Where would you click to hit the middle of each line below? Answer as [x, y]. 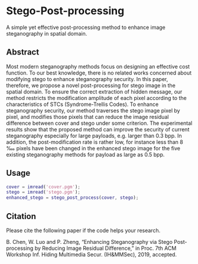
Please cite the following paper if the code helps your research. [83, 230]
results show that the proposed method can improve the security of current [98, 129]
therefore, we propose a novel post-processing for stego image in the [91, 85]
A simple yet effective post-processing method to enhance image [86, 27]
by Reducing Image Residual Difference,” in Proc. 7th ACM [106, 248]
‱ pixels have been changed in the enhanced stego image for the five [93, 148]
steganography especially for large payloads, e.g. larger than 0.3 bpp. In [94, 136]
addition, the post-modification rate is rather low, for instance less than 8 [95, 142]
